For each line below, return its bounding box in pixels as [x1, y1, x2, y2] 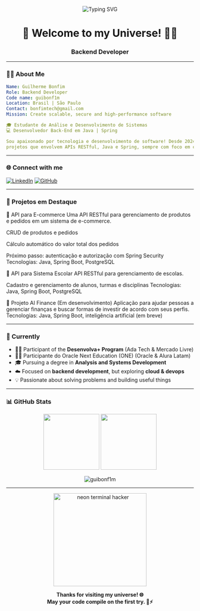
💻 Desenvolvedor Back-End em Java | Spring [6, 127, 118, 133]
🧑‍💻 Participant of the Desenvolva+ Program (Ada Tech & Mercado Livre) [14, 346, 194, 353]
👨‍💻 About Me [6, 70, 45, 79]
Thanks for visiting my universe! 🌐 [56, 591, 144, 598]
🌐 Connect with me [6, 164, 63, 172]
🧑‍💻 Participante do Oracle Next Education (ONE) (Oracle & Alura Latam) [14, 352, 191, 360]
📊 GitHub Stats [6, 398, 52, 406]
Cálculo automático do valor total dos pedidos [6, 241, 119, 248]
